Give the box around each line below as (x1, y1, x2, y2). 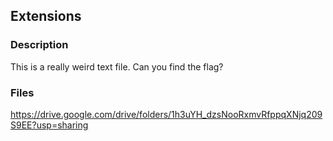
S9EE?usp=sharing (10, 119, 89, 131)
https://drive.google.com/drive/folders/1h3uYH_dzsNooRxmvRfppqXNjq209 (10, 108, 323, 120)
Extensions (10, 8, 82, 25)
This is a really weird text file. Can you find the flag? (10, 60, 224, 73)
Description (10, 38, 69, 52)
